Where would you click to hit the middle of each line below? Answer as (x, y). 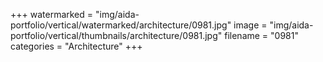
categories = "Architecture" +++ (76, 46)
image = (250, 25)
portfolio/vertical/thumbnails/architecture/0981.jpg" (116, 35)
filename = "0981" (261, 35)
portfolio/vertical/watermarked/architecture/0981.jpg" (121, 25)
